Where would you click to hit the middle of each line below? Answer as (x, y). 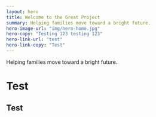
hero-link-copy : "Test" (36, 45)
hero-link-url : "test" (34, 39)
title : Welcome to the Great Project (53, 17)
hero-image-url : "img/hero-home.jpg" (53, 28)
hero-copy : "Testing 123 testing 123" (54, 34)
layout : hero (22, 12)
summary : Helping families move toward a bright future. (79, 23)
